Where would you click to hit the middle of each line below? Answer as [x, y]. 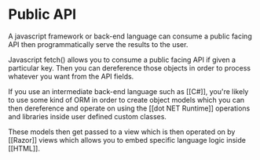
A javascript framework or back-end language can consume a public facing [130, 36]
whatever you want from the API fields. [71, 76]
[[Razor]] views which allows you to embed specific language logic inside [127, 140]
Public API [42, 15]
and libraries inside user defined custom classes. [88, 116]
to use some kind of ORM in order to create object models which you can [126, 100]
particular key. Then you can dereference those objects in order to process [130, 67]
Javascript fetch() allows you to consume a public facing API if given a [122, 60]
